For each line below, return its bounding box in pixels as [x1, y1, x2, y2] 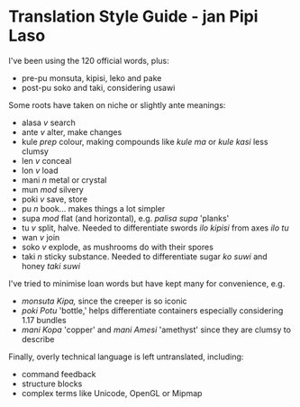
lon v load [21, 165, 59, 176]
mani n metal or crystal [21, 174, 107, 185]
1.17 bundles [21, 314, 67, 325]
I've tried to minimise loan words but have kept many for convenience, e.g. [8, 277, 286, 289]
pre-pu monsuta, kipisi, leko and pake [21, 72, 162, 83]
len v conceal [21, 155, 72, 166]
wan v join [21, 231, 60, 242]
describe [21, 333, 55, 344]
